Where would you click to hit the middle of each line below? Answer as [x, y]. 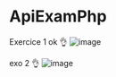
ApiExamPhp [58, 17]
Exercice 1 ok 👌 [39, 41]
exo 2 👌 [25, 63]
